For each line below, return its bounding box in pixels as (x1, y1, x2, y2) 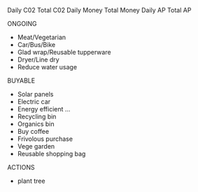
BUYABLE (7, 76, 36, 85)
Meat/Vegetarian (17, 33, 66, 41)
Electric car (17, 97, 51, 106)
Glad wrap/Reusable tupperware (17, 48, 111, 56)
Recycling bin (17, 112, 57, 121)
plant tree (17, 177, 45, 185)
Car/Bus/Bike (17, 41, 56, 48)
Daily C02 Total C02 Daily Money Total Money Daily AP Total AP (7, 6, 192, 14)
